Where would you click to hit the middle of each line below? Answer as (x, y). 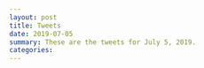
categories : (31, 50)
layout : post (33, 17)
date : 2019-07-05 (41, 34)
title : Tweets (35, 26)
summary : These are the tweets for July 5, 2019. (103, 42)
